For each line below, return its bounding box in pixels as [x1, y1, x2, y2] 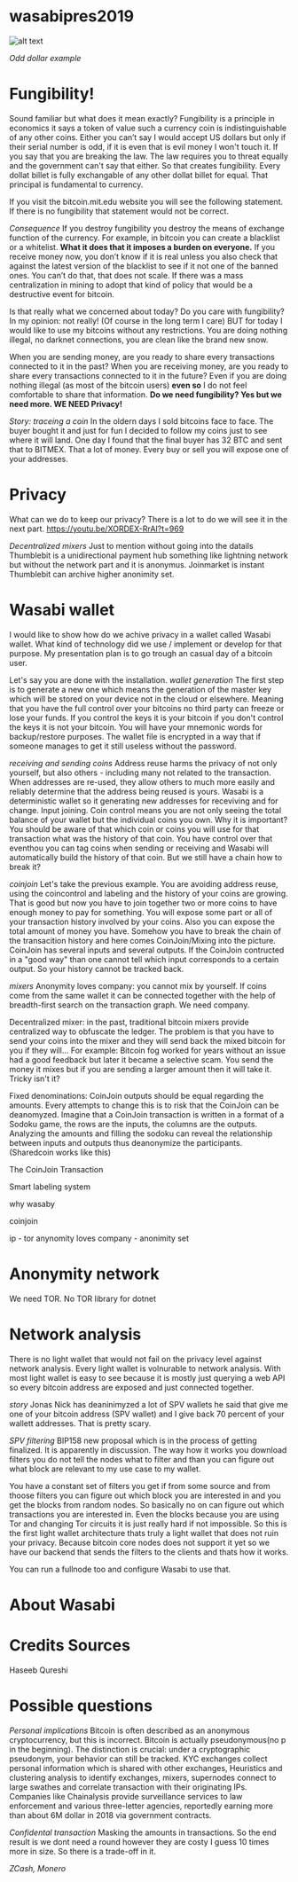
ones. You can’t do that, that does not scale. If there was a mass [9, 270, 244, 280]
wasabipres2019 [9, 6, 135, 27]
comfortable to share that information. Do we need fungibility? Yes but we [9, 388, 282, 400]
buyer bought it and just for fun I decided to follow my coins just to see [9, 425, 268, 435]
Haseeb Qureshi [9, 1665, 68, 1675]
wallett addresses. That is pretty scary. [9, 1417, 152, 1429]
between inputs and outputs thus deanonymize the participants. [9, 1137, 243, 1148]
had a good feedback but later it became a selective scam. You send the [9, 1054, 274, 1065]
